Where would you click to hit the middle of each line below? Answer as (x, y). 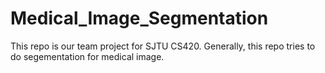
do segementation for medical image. (87, 56)
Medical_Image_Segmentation (139, 18)
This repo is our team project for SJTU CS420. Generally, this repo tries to (163, 46)
